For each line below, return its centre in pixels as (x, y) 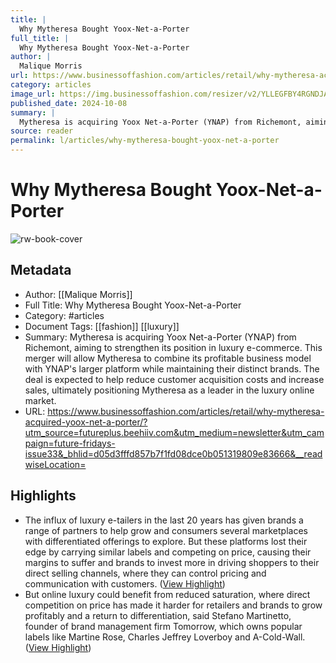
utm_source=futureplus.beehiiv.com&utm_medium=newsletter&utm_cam (174, 432)
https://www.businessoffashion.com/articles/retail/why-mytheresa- (186, 411)
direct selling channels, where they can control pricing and (145, 573)
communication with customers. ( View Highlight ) (125, 583)
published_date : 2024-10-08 (69, 103)
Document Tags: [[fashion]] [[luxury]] (102, 326)
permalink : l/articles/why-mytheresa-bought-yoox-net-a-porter (145, 141)
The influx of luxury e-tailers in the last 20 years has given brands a (164, 520)
